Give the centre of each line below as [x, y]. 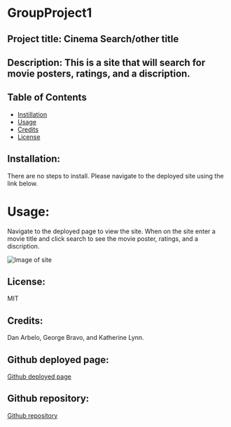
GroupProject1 [50, 13]
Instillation [32, 114]
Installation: [34, 159]
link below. [23, 183]
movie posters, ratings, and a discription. [99, 73]
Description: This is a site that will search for [106, 62]
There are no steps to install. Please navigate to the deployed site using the [115, 176]
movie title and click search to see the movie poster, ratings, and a [103, 238]
